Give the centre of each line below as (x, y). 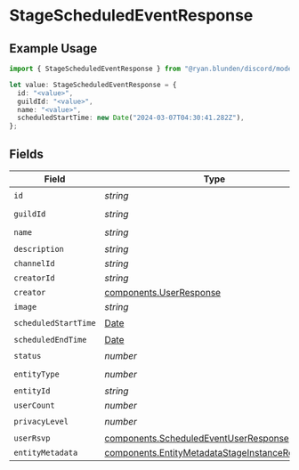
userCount (34, 405)
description (39, 249)
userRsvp (32, 438)
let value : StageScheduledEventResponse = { (93, 85)
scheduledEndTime (50, 340)
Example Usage (53, 49)
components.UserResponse (162, 292)
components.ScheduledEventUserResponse (197, 438)
